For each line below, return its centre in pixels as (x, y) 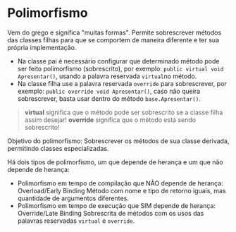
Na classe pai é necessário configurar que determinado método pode (118, 61)
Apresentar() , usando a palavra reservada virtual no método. (107, 76)
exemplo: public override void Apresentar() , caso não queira (109, 91)
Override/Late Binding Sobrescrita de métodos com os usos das (111, 213)
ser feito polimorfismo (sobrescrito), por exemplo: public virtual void (120, 68)
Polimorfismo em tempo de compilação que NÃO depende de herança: (120, 183)
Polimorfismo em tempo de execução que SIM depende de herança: (117, 205)
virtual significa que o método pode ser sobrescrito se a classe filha (124, 112)
